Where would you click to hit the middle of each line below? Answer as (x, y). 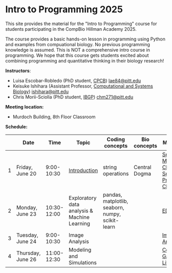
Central (143, 167)
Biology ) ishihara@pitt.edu (41, 91)
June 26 (26, 259)
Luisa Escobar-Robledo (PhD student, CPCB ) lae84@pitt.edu (77, 80)
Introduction (83, 170)
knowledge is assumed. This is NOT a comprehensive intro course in (78, 50)
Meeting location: (25, 107)
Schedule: (16, 127)
